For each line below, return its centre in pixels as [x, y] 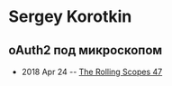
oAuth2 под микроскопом [86, 50]
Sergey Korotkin [70, 17]
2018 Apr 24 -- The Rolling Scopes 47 [92, 72]
